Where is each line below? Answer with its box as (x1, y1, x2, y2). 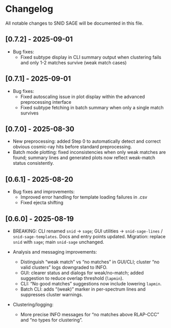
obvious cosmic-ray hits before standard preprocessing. (12, 144, 132, 150)
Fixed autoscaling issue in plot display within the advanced (20, 93, 145, 100)
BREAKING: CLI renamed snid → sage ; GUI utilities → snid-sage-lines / (12, 228, 163, 234)
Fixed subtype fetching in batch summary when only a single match (20, 104, 164, 110)
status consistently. (12, 160, 54, 166)
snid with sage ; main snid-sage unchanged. (12, 239, 104, 245)
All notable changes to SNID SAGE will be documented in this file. (5, 20, 144, 26)
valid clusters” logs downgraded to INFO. (20, 264, 108, 270)
